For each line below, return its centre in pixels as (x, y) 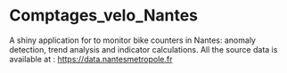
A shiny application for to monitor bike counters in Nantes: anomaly (133, 40)
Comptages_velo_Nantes (104, 16)
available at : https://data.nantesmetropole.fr (91, 59)
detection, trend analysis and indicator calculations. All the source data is (143, 49)
